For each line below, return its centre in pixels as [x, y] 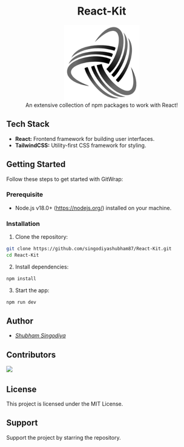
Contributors [31, 354]
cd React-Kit [23, 255]
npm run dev [21, 302]
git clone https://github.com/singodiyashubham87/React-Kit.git [89, 249]
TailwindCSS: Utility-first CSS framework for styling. [80, 145]
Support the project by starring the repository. [64, 437]
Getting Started [36, 164]
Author [20, 321]
